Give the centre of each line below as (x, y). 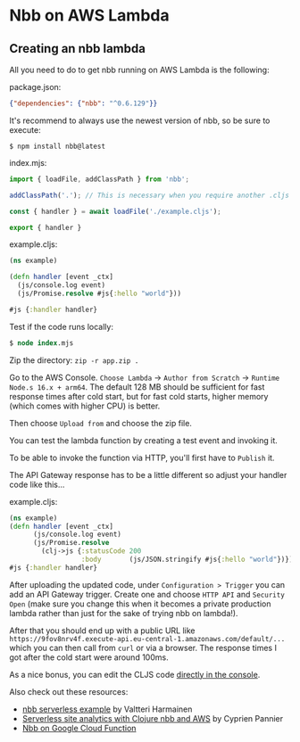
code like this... (37, 484)
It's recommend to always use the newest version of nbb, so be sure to (140, 120)
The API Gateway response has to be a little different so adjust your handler (148, 474)
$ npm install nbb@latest (57, 146)
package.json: (35, 87)
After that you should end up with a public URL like (102, 631)
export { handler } (46, 227)
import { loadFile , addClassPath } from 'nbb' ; (100, 179)
